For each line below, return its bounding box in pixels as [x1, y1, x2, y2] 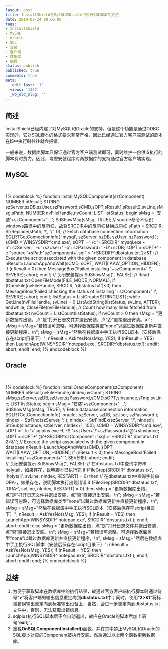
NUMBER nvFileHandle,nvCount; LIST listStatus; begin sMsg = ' [26, 210, 157, 216]
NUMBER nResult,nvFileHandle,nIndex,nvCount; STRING [5, 389, 122, 395]
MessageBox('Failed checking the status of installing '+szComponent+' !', [5, 288, 157, 294]
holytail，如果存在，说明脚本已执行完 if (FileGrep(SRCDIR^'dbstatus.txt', [5, 467, 154, 473]
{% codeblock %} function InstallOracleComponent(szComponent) [5, 384, 144, 390]
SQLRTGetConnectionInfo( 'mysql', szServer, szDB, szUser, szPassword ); [5, 234, 158, 240]
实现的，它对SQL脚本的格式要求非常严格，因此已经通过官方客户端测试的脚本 [5, 132, 163, 138]
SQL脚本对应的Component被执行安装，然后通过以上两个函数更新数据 [12, 632, 155, 638]
